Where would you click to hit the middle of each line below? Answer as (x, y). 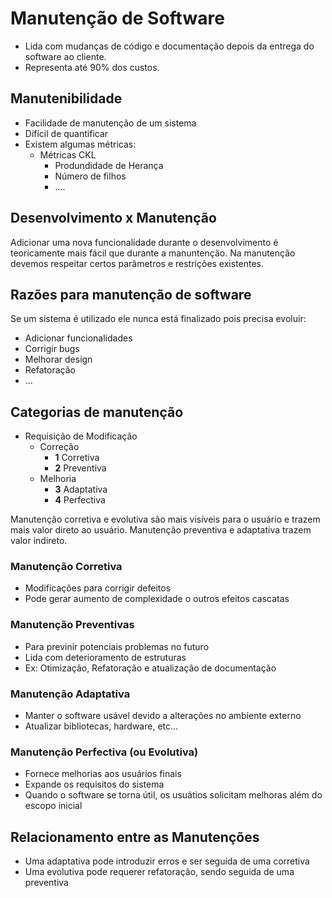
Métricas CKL (68, 154)
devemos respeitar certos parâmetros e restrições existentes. (137, 263)
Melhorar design (58, 359)
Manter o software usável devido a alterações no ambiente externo (163, 716)
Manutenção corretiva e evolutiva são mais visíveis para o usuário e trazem (165, 519)
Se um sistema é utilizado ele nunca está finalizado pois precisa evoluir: (158, 319)
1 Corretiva (77, 458)
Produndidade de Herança (109, 165)
